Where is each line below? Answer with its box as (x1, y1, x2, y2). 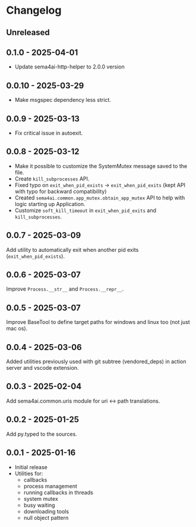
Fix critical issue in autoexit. (14, 129, 83, 137)
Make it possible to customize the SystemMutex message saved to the (14, 162, 188, 170)
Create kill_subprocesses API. (14, 175, 90, 182)
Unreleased (6, 27, 50, 38)
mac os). (6, 325, 28, 332)
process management (23, 482, 77, 489)
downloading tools (23, 507, 69, 515)
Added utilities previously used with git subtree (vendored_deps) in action (6, 358, 186, 365)
